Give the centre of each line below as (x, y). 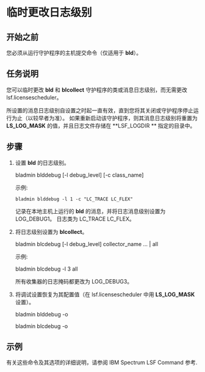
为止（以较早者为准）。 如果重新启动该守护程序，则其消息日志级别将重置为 (104, 118)
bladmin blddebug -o (41, 314)
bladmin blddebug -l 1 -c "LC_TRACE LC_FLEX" (74, 199)
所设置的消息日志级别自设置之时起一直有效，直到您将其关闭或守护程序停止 (100, 110)
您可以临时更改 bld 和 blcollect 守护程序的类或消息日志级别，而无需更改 (97, 90)
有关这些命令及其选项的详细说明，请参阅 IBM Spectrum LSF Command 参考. (102, 363)
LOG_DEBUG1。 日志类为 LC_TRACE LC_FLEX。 (75, 219)
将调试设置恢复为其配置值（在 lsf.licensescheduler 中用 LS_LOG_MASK (105, 294)
